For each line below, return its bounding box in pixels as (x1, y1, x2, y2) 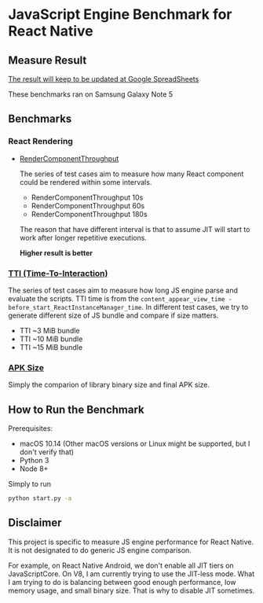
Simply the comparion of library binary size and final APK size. (8, 380, 210, 390)
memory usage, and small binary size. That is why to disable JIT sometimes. (8, 586, 255, 595)
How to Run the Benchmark (8, 403, 144, 416)
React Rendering (8, 136, 73, 147)
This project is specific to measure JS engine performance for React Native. (8, 537, 254, 546)
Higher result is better (19, 248, 93, 257)
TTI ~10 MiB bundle (19, 334, 83, 344)
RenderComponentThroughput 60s (31, 200, 145, 210)
